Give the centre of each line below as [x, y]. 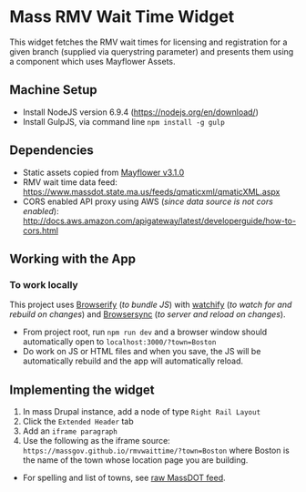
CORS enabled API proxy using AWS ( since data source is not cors [148, 201]
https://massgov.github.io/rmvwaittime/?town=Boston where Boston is [156, 451]
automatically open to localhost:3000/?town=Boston [119, 342]
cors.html [41, 231]
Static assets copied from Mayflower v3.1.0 [103, 172]
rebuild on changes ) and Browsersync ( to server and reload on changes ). [148, 314]
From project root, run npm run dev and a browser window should [145, 332]
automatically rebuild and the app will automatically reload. [133, 361]
